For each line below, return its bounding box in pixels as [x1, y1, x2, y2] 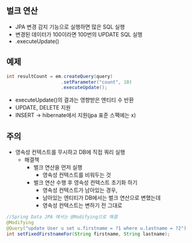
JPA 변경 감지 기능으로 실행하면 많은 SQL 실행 [15, 23, 125, 30]
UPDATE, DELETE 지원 [15, 104, 71, 111]
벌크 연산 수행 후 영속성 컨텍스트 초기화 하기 [33, 179, 138, 186]
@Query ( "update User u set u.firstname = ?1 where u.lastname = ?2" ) [6, 225, 187, 231]
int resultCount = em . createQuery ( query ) [6, 73, 113, 79]
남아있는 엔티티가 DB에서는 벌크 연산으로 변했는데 [42, 194, 161, 202]
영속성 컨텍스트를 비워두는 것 [42, 171, 112, 178]
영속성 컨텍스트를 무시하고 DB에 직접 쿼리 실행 [15, 149, 126, 156]
